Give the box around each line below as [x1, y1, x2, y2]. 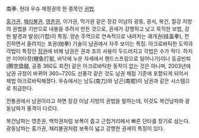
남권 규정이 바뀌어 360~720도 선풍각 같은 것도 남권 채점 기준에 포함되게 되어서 [6, 70, 189, 77]
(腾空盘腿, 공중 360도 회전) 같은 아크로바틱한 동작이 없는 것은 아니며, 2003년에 [6, 62, 191, 70]
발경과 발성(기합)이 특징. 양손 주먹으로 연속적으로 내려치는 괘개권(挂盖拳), [12, 33, 183, 40]
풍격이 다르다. [26, 105, 59, 112]
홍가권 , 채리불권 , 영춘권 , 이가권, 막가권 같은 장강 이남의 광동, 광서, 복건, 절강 [6, 18, 181, 25]
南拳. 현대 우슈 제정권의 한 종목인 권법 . [6, 5, 96, 12]
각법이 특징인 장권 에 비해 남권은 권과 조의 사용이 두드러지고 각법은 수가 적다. [6, 48, 182, 55]
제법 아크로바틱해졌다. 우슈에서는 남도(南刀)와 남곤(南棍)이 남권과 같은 [6, 77, 169, 84]
